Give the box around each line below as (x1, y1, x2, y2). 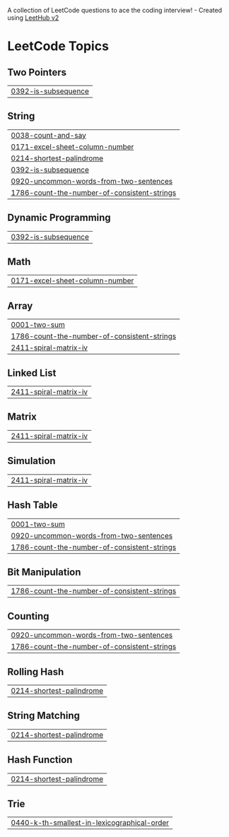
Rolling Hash (7, 665, 64, 677)
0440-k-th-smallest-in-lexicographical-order (11, 818, 170, 828)
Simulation (7, 455, 56, 467)
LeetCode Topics (7, 38, 110, 54)
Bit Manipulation (7, 566, 81, 578)
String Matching (7, 710, 80, 722)
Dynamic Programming (7, 212, 111, 224)
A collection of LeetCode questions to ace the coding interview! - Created (7, 6, 223, 14)
